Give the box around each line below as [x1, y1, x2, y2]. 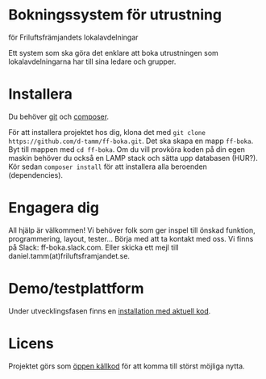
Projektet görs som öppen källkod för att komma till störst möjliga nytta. [8, 361, 245, 371]
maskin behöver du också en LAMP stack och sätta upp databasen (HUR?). [8, 153, 258, 162]
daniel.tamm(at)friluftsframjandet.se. [8, 251, 131, 260]
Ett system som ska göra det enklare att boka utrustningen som [8, 48, 219, 57]
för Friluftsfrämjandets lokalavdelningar [8, 32, 139, 42]
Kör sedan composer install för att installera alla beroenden [8, 162, 208, 171]
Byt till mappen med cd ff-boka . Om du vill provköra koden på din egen [8, 144, 246, 154]
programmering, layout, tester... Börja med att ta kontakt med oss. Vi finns [8, 234, 254, 243]
